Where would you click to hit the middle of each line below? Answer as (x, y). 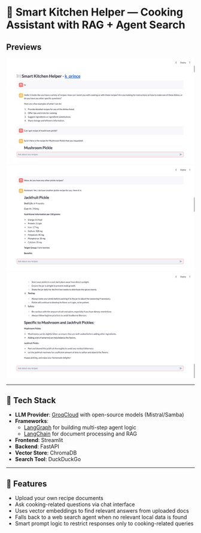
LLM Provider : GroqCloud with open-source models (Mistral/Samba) (99, 415)
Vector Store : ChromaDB (46, 453)
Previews (24, 47)
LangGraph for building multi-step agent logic (80, 428)
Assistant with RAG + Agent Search (96, 25)
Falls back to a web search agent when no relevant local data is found (101, 517)
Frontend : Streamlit (39, 440)
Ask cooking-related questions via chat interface (75, 504)
